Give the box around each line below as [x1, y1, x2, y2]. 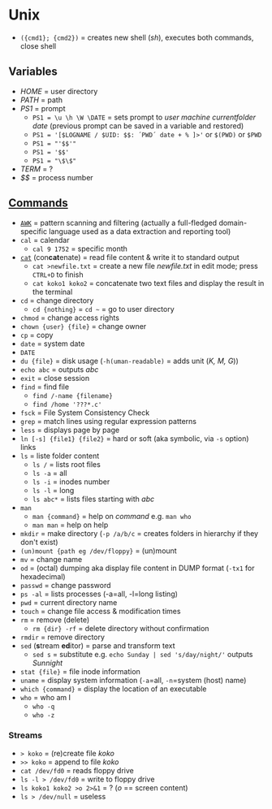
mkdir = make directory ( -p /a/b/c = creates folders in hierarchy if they [19, 528, 258, 538]
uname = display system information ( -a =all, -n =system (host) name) [19, 675, 247, 685]
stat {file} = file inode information [19, 666, 140, 676]
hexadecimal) [19, 571, 67, 582]
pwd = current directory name [19, 597, 118, 607]
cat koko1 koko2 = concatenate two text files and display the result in [32, 278, 265, 288]
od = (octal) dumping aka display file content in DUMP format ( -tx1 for [19, 563, 255, 573]
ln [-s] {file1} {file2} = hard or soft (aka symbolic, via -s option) [19, 433, 249, 443]
